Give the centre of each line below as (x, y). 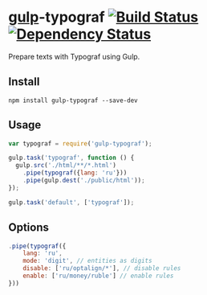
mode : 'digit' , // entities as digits (87, 261)
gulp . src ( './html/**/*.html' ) (66, 166)
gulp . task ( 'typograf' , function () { (71, 158)
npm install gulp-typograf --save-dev (73, 100)
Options (29, 228)
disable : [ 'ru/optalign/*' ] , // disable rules (102, 268)
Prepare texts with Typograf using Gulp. (74, 56)
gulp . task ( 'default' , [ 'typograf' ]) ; (71, 202)
